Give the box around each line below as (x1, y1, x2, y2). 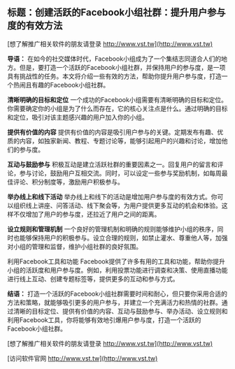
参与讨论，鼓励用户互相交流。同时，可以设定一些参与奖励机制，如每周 (19, 168, 222, 177)
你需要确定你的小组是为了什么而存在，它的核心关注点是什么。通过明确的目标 (7, 104, 228, 113)
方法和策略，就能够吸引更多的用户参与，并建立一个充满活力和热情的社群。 (7, 298, 222, 306)
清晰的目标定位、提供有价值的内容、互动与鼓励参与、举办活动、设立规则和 (13, 307, 228, 315)
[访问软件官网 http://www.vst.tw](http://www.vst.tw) (7, 354, 158, 362)
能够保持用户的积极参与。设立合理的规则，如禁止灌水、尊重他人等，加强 (19, 233, 228, 242)
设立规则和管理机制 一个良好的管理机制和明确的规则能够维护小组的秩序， (7, 224, 218, 233)
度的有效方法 (7, 20, 63, 31)
